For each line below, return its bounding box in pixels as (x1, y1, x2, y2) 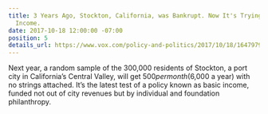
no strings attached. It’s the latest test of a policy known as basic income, (8, 81, 250, 90)
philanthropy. (8, 97, 52, 107)
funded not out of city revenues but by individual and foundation (8, 88, 220, 98)
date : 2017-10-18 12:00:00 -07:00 (8, 26, 124, 34)
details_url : (8, 41, 52, 49)
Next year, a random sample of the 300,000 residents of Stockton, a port (8, 63, 248, 73)
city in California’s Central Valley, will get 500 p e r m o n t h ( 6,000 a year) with (8, 72, 250, 81)
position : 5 (8, 33, 48, 42)
